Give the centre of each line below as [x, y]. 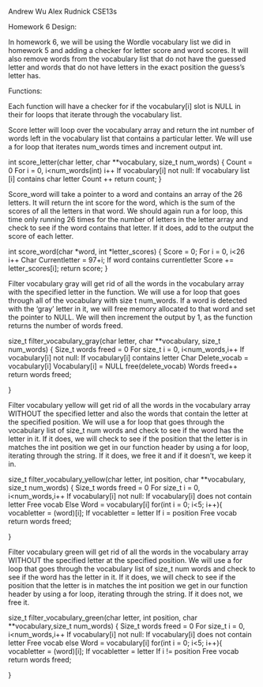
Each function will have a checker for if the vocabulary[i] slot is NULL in [124, 106]
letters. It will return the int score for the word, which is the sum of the [122, 202]
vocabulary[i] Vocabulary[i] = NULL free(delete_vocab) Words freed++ [123, 366]
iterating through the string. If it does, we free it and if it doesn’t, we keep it [130, 455]
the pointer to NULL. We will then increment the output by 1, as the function [130, 317]
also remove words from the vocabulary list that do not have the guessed [127, 59]
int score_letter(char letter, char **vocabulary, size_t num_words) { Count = [130, 162]
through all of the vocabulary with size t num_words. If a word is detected [128, 300]
